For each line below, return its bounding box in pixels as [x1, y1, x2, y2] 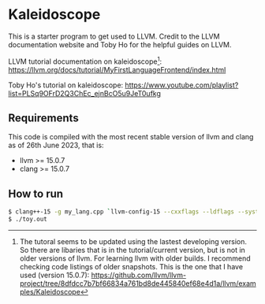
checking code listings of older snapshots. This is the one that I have [19, 261, 243, 271]
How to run [8, 187, 64, 200]
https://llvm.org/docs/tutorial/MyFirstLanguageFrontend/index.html [8, 65, 226, 74]
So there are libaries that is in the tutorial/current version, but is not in [19, 245, 246, 254]
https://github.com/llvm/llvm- [91, 270, 187, 280]
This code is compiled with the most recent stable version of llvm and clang [8, 132, 254, 142]
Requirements [8, 111, 79, 124]
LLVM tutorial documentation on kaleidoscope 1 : [8, 55, 162, 66]
